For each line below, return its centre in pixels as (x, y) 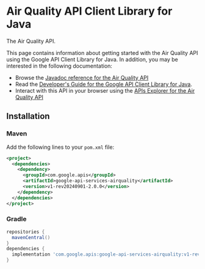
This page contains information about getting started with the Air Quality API (102, 52)
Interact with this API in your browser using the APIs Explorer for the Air (105, 90)
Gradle (16, 219)
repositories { (26, 232)
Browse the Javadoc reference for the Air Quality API (82, 77)
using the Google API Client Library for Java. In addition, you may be (92, 59)
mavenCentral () (31, 237)
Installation (28, 116)
